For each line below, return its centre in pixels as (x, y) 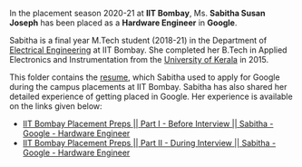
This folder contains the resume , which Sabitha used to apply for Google (145, 77)
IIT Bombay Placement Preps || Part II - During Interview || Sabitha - (149, 143)
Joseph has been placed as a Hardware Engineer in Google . (123, 23)
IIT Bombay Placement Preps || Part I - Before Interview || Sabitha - (148, 123)
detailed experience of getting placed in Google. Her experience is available (151, 96)
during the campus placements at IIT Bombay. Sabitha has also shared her (148, 87)
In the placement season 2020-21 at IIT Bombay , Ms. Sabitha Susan (137, 13)
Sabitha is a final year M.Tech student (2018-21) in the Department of (138, 40)
